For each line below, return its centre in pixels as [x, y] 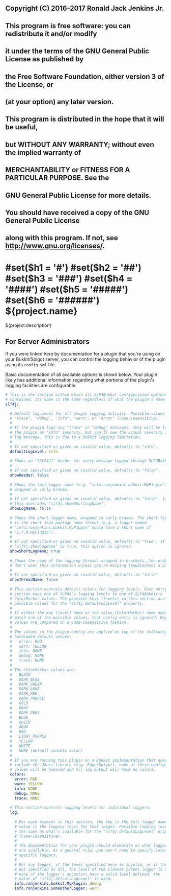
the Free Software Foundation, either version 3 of [85, 76]
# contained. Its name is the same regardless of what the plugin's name [85, 399]
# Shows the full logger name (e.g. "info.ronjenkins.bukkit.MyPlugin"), [90, 485]
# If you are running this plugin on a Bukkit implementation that [83, 760]
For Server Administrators [48, 341]
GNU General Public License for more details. [78, 195]
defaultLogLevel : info [34, 452]
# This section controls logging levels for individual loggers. [81, 808]
